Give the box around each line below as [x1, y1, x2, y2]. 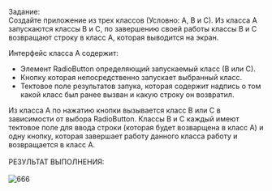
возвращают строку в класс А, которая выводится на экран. [8, 32, 219, 42]
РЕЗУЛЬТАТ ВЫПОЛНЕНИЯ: [8, 157, 105, 167]
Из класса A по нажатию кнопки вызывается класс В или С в [8, 105, 221, 115]
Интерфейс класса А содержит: [8, 49, 119, 57]
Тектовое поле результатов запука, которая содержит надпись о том [19, 81, 261, 91]
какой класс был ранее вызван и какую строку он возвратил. [19, 90, 235, 100]
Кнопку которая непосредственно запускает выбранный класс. [19, 73, 242, 82]
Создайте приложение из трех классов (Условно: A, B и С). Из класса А [8, 15, 257, 25]
